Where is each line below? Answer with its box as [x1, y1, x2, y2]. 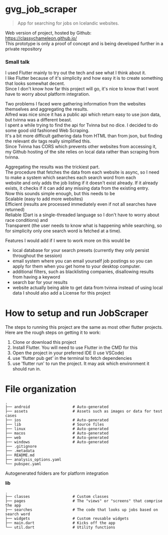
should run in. [12, 366, 41, 372]
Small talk [5, 58, 30, 65]
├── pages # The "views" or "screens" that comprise [5, 498, 163, 504]
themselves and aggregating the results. [5, 106, 89, 112]
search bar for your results [12, 280, 68, 286]
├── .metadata [5, 448, 35, 454]
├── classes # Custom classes [5, 494, 109, 499]
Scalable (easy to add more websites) [5, 196, 83, 202]
